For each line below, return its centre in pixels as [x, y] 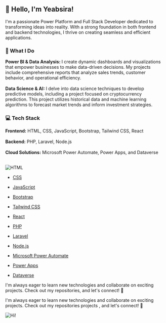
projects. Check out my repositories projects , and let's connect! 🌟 [74, 306]
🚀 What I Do [20, 51]
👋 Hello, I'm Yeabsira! [39, 9]
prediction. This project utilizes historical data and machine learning [76, 100]
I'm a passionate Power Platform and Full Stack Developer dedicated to [79, 21]
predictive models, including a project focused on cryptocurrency [74, 94]
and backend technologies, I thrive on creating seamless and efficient [78, 32]
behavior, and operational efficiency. [43, 78]
